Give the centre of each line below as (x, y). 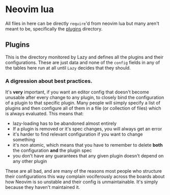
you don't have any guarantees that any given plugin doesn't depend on (88, 156)
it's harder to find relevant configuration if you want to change (78, 134)
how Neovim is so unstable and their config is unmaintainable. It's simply (82, 182)
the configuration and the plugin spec (52, 150)
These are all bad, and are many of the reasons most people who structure (83, 171)
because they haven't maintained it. (43, 187)
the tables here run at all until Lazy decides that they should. (68, 68)
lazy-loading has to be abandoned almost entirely (65, 123)
